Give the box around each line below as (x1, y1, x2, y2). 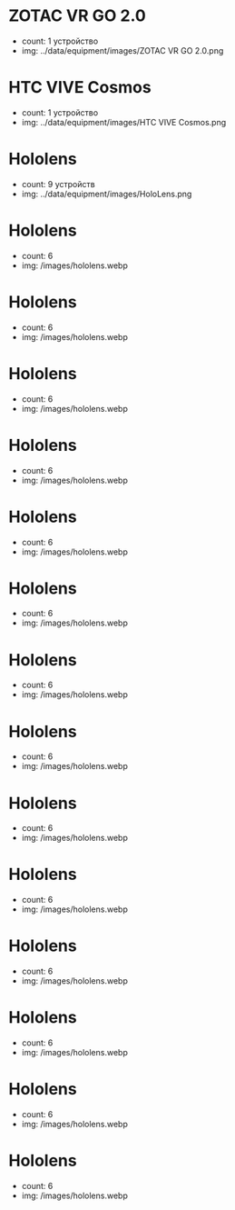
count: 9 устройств (21, 178, 96, 189)
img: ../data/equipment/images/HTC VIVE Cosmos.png (21, 116, 227, 127)
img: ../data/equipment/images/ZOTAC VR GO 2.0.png (21, 45, 224, 55)
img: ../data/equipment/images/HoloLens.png (21, 188, 192, 199)
